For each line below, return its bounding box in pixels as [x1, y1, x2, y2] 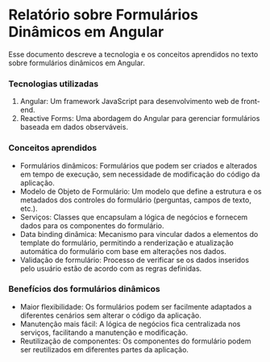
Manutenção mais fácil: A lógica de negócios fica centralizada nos [19, 318, 241, 328]
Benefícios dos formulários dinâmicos [8, 284, 160, 295]
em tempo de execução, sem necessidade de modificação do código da [19, 169, 260, 179]
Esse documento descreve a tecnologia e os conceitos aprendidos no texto [8, 49, 259, 59]
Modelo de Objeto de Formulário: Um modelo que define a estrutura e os [19, 186, 262, 196]
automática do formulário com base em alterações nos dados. [19, 246, 227, 256]
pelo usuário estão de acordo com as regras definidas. [19, 264, 202, 273]
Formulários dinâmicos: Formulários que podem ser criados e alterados [19, 160, 258, 170]
